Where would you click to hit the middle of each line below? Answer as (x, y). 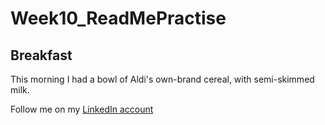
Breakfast (41, 55)
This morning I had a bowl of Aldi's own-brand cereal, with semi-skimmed (162, 79)
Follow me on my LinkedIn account (82, 109)
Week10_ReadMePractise (118, 18)
